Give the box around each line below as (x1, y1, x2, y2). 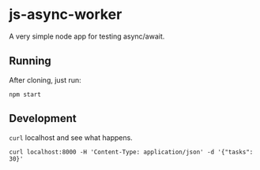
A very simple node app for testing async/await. (9, 31, 165, 41)
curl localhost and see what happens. (9, 132, 133, 142)
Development (9, 112, 77, 125)
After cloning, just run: (9, 75, 81, 84)
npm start (9, 91, 42, 98)
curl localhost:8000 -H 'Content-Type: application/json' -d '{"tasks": (9, 148, 254, 156)
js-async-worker (9, 6, 122, 24)
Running (9, 54, 52, 68)
